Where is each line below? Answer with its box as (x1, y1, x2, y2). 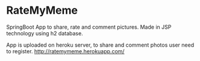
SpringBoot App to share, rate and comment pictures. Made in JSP (6, 23, 172, 30)
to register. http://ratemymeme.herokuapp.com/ (6, 47, 125, 54)
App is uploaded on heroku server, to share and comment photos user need (6, 41, 195, 48)
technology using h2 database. (6, 29, 83, 36)
